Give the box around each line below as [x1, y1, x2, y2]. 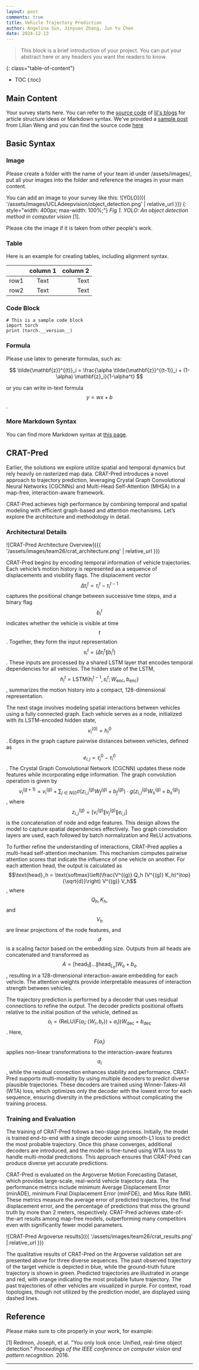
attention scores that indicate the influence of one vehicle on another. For [6, 856, 185, 863]
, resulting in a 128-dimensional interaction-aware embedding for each [6, 972, 178, 979]
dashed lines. [6, 1294, 39, 1301]
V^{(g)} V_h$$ [102, 877, 137, 885]
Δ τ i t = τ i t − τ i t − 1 [81, 581, 118, 590]
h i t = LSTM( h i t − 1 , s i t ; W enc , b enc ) [60, 674, 139, 684]
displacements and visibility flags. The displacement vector [6, 571, 151, 578]
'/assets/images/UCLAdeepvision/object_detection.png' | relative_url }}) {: [6, 200, 187, 207]
